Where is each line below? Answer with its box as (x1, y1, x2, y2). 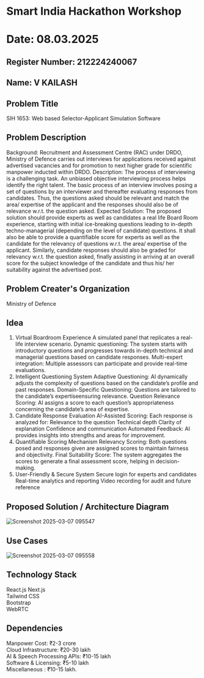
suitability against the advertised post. (6, 265, 103, 273)
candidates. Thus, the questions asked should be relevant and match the (6, 194, 189, 202)
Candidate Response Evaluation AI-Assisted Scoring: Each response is (15, 412, 193, 419)
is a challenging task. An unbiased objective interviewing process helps (6, 175, 186, 182)
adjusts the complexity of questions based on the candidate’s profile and (15, 379, 199, 387)
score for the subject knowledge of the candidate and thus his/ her (6, 259, 175, 267)
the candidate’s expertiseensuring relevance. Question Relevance (15, 392, 180, 400)
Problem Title (6, 98, 59, 109)
